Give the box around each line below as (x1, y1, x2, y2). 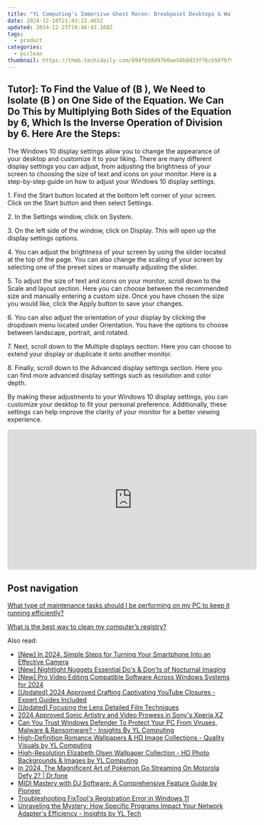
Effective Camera (17, 657, 69, 667)
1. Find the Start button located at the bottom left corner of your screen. (7, 190, 217, 200)
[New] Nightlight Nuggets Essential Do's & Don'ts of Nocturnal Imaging (17, 665, 226, 674)
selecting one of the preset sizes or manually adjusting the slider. (7, 262, 199, 271)
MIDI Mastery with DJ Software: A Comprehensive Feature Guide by (17, 779, 218, 788)
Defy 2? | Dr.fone (17, 772, 68, 780)
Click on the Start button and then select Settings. (7, 198, 154, 207)
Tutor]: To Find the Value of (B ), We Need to (7, 83, 206, 96)
